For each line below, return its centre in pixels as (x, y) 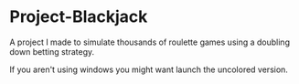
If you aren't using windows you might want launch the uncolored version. (149, 69)
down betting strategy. (52, 51)
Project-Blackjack (79, 17)
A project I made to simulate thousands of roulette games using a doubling (150, 42)
